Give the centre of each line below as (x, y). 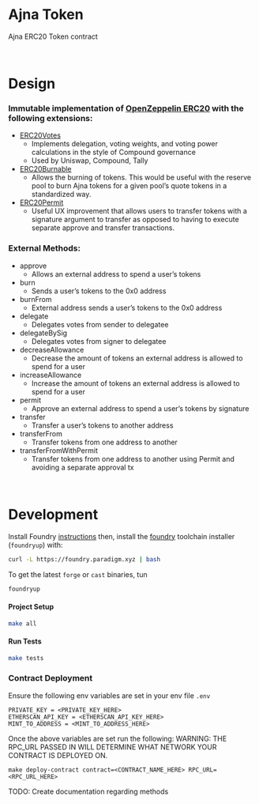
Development (53, 514)
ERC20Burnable (46, 169)
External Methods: (45, 248)
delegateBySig (43, 333)
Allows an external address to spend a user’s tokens (116, 274)
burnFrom (36, 299)
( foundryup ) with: (36, 545)
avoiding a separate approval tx (83, 467)
